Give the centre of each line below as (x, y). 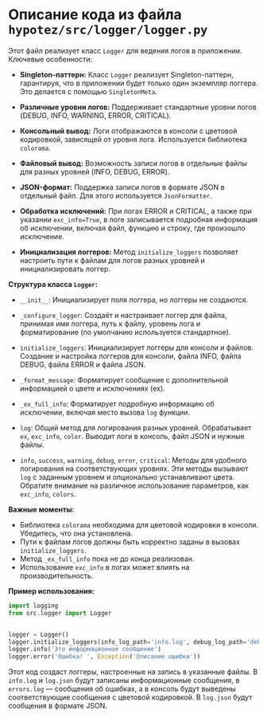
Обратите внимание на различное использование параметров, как (134, 485)
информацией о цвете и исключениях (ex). (92, 388)
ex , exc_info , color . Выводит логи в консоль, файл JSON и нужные (132, 436)
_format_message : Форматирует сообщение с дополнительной (124, 379)
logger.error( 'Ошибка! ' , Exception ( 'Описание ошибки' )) (104, 657)
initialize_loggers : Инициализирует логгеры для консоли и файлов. (137, 347)
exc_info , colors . (48, 494)
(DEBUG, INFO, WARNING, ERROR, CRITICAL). (95, 115)
